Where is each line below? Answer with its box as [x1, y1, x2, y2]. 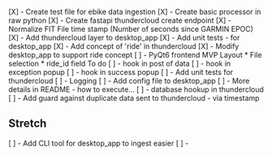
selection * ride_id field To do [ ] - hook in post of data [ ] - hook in [8, 58, 231, 68]
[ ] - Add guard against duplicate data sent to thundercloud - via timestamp [8, 93, 260, 102]
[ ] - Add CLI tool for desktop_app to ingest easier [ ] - [8, 138, 189, 148]
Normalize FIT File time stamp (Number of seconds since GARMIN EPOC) [8, 24, 254, 33]
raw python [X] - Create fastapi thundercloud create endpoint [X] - [8, 15, 231, 25]
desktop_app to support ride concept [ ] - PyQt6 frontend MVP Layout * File [8, 50, 262, 59]
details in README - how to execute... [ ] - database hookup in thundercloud [8, 84, 264, 94]
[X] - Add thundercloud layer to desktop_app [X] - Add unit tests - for [8, 32, 240, 42]
